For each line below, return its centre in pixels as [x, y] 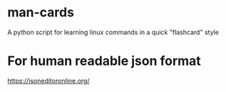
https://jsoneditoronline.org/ [48, 81]
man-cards [41, 12]
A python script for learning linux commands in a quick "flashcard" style [113, 32]
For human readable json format [104, 61]
